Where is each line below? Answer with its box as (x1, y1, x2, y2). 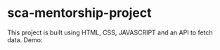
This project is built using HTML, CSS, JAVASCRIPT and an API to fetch (7, 28, 213, 37)
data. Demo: (7, 35, 43, 44)
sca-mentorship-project (7, 5, 152, 21)
